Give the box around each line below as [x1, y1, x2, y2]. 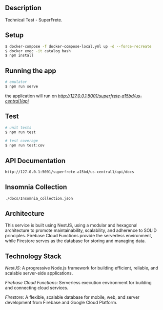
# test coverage [5, 139, 38, 144]
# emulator [5, 80, 27, 84]
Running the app [5, 66, 56, 75]
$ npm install [5, 53, 34, 58]
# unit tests [5, 125, 32, 130]
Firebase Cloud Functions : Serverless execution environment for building [5, 280, 152, 286]
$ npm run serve [5, 84, 38, 89]
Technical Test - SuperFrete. [5, 17, 62, 22]
